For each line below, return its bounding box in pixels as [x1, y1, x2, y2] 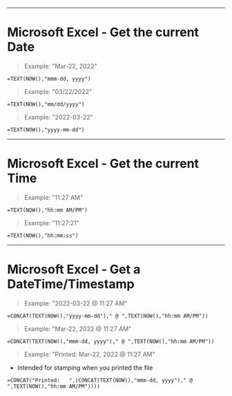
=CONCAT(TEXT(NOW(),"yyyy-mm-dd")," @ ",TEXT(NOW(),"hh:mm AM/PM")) [7, 312, 209, 319]
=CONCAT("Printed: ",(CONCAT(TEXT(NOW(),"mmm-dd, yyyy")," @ [7, 377, 193, 384]
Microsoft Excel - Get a [7, 262, 141, 277]
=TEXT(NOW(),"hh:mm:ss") [7, 232, 79, 239]
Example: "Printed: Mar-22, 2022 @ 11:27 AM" [23, 350, 155, 358]
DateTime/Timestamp [7, 276, 135, 292]
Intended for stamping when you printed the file [17, 364, 153, 372]
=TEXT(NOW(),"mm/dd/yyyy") [7, 101, 85, 108]
